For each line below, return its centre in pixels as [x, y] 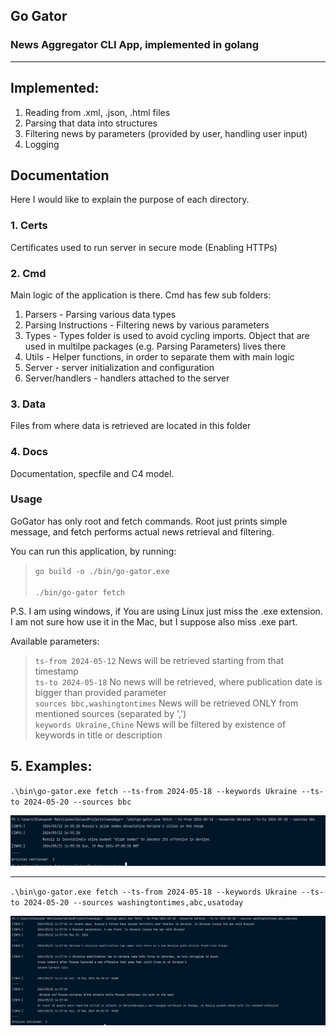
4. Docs [29, 452]
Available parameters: [55, 641]
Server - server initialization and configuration [119, 367]
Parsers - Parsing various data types [100, 314]
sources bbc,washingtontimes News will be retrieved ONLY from [166, 703]
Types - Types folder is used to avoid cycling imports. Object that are [167, 335]
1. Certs [29, 226]
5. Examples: [51, 766]
